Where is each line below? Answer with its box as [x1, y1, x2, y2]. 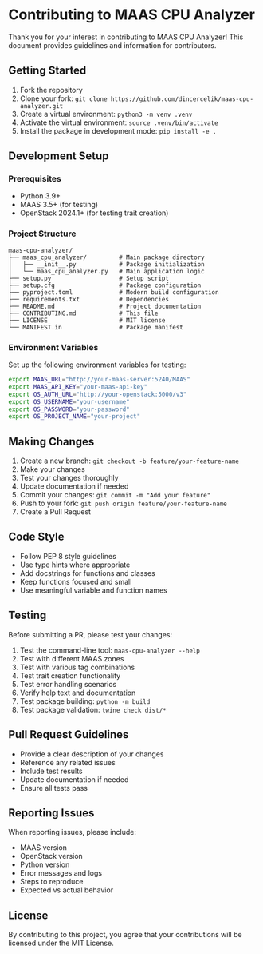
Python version [19, 860, 70, 869]
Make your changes [19, 465, 85, 474]
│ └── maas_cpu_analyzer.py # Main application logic [8, 267, 205, 275]
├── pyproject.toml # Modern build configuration [8, 288, 219, 297]
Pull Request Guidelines [8, 728, 129, 741]
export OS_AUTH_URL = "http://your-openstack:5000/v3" [8, 390, 187, 398]
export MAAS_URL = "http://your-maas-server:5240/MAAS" [8, 376, 191, 384]
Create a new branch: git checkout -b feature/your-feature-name [19, 456, 239, 465]
